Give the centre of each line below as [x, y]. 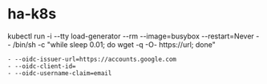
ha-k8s [32, 14]
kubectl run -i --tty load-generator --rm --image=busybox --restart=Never [131, 36]
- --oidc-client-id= [42, 66]
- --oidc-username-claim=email [60, 73]
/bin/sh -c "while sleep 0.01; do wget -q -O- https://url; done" [114, 44]
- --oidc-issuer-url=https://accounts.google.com [92, 59]
